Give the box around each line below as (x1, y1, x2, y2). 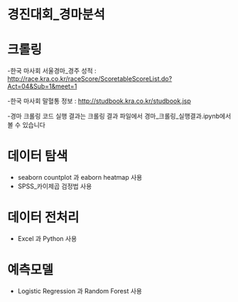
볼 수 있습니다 (7, 121, 46, 129)
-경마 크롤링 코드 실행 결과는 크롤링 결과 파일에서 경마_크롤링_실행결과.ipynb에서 (7, 112, 232, 121)
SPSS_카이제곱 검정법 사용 (17, 182, 92, 190)
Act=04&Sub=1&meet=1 (7, 82, 77, 91)
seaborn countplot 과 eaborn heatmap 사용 (17, 173, 143, 182)
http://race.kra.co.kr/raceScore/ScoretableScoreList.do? (7, 75, 173, 83)
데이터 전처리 (7, 210, 80, 226)
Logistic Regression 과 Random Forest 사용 (17, 286, 142, 295)
